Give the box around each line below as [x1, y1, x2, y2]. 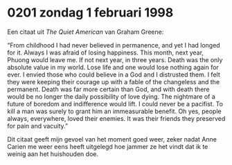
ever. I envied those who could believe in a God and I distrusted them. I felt [7, 70, 220, 79]
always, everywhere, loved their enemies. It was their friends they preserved [7, 114, 226, 122]
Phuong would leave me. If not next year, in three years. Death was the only [7, 55, 223, 64]
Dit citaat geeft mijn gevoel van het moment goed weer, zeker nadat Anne [7, 135, 217, 143]
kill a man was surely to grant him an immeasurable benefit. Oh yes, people [7, 107, 222, 115]
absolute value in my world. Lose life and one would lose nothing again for [7, 63, 220, 71]
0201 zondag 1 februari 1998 [7, 5, 174, 21]
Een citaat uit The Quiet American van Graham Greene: [7, 28, 164, 36]
